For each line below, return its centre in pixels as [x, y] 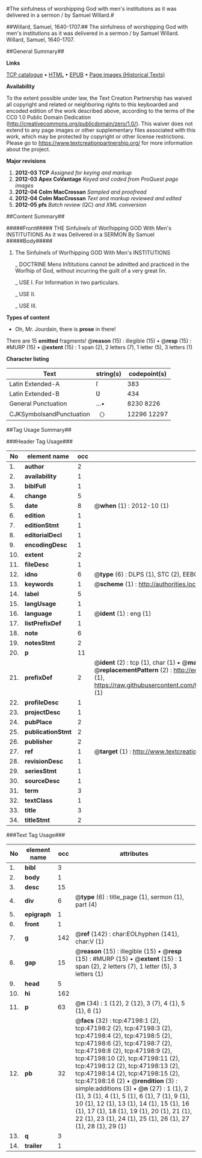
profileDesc [42, 702]
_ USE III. [26, 306]
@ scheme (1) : [115, 584]
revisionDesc [44, 761]
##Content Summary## [35, 216]
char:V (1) [89, 941]
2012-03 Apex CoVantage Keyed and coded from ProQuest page [96, 179]
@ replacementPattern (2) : [133, 670]
